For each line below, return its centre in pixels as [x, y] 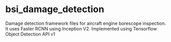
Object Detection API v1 [30, 34]
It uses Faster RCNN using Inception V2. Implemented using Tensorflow [81, 28]
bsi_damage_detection [55, 9]
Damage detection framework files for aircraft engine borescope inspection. [86, 23]
